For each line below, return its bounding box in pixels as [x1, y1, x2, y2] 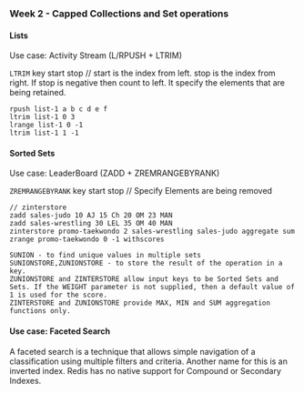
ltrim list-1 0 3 [9, 113, 76, 122]
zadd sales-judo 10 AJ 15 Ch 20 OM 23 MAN [9, 211, 173, 220]
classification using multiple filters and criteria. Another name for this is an [9, 356, 289, 367]
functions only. [9, 307, 71, 316]
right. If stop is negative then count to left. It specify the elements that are [9, 77, 285, 88]
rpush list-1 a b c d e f [9, 105, 107, 114]
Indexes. [9, 375, 42, 386]
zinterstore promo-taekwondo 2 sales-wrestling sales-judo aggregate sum [9, 227, 296, 237]
